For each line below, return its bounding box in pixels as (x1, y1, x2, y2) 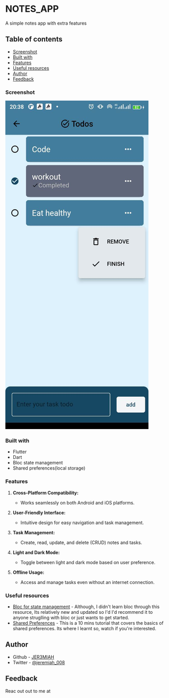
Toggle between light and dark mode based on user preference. (20, 559, 156, 565)
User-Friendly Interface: (12, 509, 66, 516)
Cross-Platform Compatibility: (12, 490, 79, 496)
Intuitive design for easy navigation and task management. (20, 519, 144, 526)
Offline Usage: (12, 569, 45, 575)
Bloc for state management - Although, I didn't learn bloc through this (12, 604, 160, 610)
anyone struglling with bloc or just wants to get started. (12, 614, 130, 621)
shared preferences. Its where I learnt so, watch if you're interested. (12, 625, 156, 631)
